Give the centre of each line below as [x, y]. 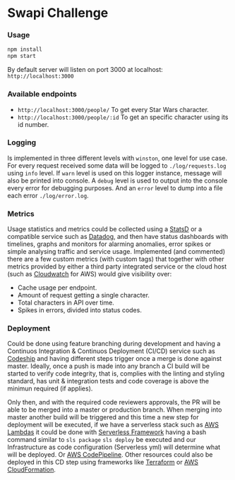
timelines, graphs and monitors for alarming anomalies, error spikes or [109, 244]
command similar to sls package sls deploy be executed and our [102, 440]
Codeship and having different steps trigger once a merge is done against [115, 359]
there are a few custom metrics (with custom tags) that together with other [116, 259]
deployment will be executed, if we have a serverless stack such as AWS [113, 425]
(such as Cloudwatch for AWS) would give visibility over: [90, 274]
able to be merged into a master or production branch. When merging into [115, 410]
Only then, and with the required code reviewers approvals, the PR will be [114, 402]
